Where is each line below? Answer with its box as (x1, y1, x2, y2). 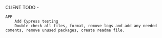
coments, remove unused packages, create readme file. (5, 28, 125, 33)
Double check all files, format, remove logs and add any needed (14, 23, 157, 28)
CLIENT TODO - (5, 5, 39, 10)
